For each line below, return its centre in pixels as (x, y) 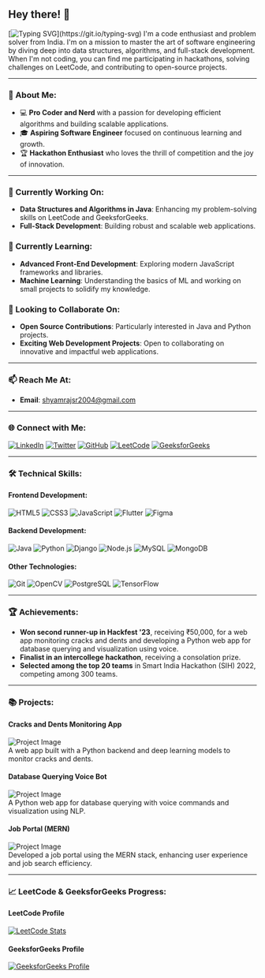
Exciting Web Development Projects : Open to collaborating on (122, 343)
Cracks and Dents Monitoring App (65, 724)
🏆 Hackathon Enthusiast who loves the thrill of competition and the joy (136, 153)
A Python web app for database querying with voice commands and (119, 802)
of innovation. (42, 164)
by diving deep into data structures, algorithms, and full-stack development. (132, 50)
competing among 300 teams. (69, 674)
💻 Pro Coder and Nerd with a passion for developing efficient (120, 113)
